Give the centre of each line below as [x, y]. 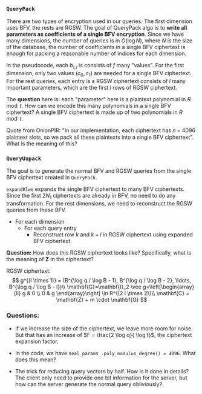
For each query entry [50, 228]
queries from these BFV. [36, 210]
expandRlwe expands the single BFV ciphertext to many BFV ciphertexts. [96, 189]
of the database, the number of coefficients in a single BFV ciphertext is [96, 47]
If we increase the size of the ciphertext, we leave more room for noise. [104, 329]
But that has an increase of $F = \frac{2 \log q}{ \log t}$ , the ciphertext [103, 335]
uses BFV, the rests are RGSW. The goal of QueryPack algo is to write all [97, 28]
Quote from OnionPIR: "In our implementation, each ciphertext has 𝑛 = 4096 [101, 130]
